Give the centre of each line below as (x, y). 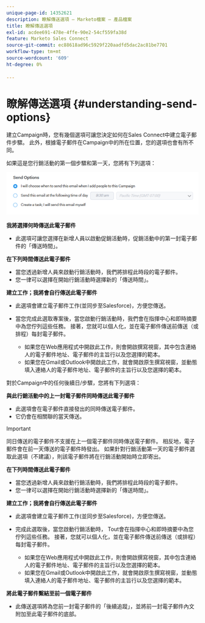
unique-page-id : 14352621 (39, 13)
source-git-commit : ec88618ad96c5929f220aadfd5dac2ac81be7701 (87, 45)
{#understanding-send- (135, 104)
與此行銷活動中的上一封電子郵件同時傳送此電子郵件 (70, 396)
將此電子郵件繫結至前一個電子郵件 (49, 594)
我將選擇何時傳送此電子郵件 (41, 226)
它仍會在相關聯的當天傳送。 (50, 416)
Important (19, 429)
